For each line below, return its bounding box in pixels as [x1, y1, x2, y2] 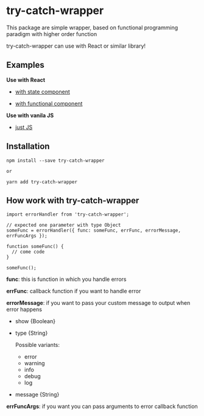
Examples [6, 60, 44, 70]
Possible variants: [15, 341, 60, 349]
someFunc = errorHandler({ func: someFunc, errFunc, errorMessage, [6, 227, 181, 234]
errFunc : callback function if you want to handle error [6, 288, 141, 295]
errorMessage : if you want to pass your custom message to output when [6, 299, 191, 307]
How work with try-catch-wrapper [6, 195, 139, 205]
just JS [15, 123, 33, 131]
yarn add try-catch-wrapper [6, 178, 78, 185]
